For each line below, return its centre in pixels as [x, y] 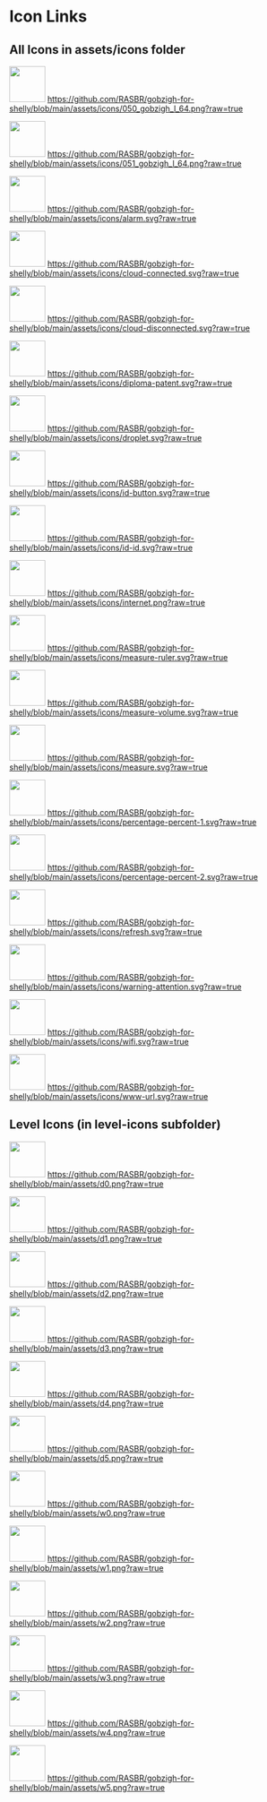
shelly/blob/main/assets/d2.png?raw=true [86, 1293]
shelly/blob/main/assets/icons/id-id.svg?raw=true [101, 547]
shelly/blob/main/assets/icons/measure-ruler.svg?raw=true [119, 657]
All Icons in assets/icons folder [97, 50]
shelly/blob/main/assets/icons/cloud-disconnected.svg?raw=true [130, 328]
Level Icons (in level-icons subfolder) [115, 1125]
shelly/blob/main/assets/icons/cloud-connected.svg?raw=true [125, 273]
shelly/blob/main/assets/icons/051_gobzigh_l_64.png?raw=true [125, 164]
